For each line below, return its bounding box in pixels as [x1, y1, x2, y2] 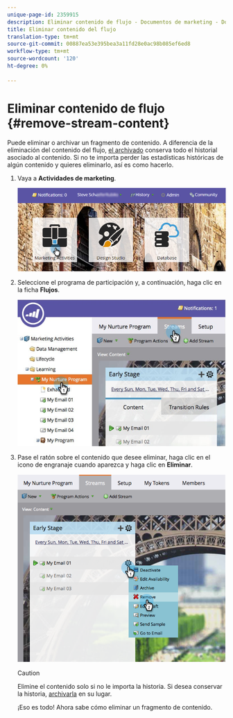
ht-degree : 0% [7, 62, 49, 69]
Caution [17, 669, 40, 677]
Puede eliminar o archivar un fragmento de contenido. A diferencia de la [7, 138, 214, 147]
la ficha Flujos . [17, 285, 60, 294]
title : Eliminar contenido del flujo [7, 26, 116, 33]
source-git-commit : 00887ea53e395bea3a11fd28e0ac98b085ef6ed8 [7, 40, 191, 48]
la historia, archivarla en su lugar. [17, 690, 112, 698]
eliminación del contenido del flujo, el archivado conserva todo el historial [7, 146, 218, 154]
